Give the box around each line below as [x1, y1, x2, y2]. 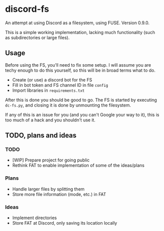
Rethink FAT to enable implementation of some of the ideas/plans [12, 162, 145, 168]
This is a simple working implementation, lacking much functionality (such [5, 29, 155, 35]
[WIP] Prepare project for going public [12, 157, 90, 163]
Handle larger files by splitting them [12, 186, 85, 192]
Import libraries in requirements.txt [12, 87, 85, 93]
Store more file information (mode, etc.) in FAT [12, 191, 106, 197]
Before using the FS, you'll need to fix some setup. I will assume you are [5, 62, 151, 68]
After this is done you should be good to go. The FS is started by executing [5, 97, 157, 103]
